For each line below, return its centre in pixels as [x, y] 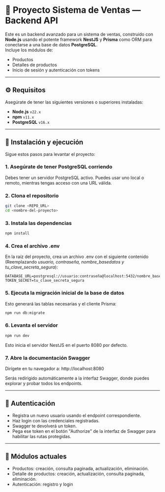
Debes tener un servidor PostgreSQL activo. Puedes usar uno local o [75, 178]
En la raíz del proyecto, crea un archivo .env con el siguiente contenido [77, 257]
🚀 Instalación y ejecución [44, 142]
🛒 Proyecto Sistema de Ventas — [73, 10]
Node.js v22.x [27, 112]
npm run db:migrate [25, 313]
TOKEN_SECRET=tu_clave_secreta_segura [45, 281]
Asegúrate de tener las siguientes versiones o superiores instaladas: [74, 102]
